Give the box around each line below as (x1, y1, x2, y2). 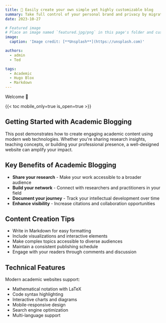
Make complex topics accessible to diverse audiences (12, 238, 123, 244)
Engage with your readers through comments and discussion (12, 249, 137, 255)
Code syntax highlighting (12, 291, 63, 297)
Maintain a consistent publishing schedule (12, 244, 98, 250)
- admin (9, 53, 26, 57)
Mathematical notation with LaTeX (12, 286, 82, 292)
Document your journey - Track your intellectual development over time (12, 195, 160, 201)
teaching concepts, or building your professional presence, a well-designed (5, 141, 159, 147)
